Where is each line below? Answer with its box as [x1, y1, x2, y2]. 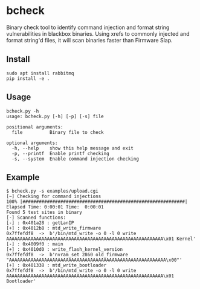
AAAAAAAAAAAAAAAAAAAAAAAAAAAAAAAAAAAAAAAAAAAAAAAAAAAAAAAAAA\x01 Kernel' [6, 236, 196, 242]
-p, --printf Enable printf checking [11, 150, 110, 156]
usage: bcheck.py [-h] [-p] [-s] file [6, 113, 104, 119]
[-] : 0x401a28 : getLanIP [6, 220, 74, 226]
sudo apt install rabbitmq [6, 70, 74, 76]
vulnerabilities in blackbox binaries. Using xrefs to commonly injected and [6, 30, 190, 37]
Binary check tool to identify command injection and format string [6, 24, 170, 31]
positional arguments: [6, 124, 63, 130]
